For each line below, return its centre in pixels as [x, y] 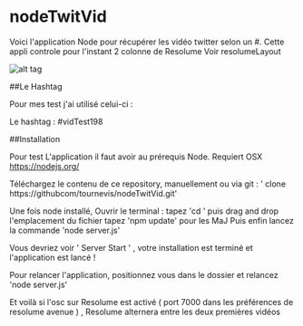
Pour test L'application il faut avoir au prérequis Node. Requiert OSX [136, 157]
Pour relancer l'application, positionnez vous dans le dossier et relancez [144, 274]
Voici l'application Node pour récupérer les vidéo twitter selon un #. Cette [147, 42]
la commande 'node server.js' [65, 230]
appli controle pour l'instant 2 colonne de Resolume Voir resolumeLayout [145, 51]
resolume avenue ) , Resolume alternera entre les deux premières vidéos [145, 312]
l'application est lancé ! [53, 257]
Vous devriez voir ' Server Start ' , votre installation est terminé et [132, 247]
